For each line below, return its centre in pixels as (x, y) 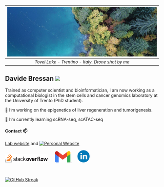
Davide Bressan (30, 78)
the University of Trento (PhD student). (44, 101)
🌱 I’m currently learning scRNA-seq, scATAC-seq (54, 119)
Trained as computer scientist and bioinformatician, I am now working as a (80, 90)
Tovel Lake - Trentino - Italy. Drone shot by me (82, 62)
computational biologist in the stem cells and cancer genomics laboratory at (81, 95)
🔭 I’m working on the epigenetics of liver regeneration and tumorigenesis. (79, 110)
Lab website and (22, 144)
